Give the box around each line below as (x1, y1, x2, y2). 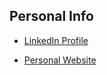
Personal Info (9, 8, 94, 25)
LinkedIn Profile (23, 34, 89, 46)
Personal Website (23, 54, 97, 66)
